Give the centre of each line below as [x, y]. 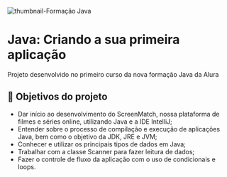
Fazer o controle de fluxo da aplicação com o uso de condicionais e [117, 159]
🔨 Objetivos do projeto [57, 97]
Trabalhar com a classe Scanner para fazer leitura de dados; [106, 151]
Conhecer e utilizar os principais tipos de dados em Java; [102, 144]
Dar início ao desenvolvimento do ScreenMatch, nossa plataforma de [118, 114]
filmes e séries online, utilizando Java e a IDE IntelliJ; [95, 122]
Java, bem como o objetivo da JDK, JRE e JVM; [87, 136]
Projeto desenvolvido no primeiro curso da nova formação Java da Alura [113, 74]
